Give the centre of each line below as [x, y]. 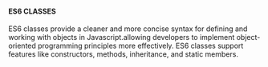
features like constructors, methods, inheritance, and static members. [124, 54]
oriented [22, 46]
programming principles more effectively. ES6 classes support [140, 46]
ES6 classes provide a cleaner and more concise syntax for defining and [128, 29]
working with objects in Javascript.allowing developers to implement [122, 37]
